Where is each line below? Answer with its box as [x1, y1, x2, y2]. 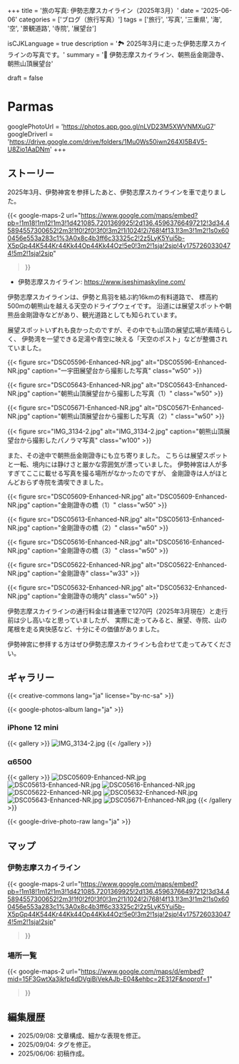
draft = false [7, 74, 44, 82]
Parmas [7, 99, 54, 115]
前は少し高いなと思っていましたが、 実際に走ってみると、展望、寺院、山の [7, 616, 227, 624]
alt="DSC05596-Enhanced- [145, 358, 227, 366]
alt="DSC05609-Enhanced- [145, 492, 228, 501]
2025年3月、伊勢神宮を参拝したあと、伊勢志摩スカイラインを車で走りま [7, 188, 220, 196]
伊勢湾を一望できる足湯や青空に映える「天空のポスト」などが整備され [21, 334, 228, 343]
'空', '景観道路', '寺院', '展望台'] [7, 24, 97, 32]
